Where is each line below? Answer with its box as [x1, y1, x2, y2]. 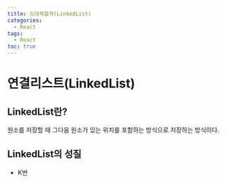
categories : [7, 17, 42, 24]
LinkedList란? [7, 106, 68, 118]
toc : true [7, 43, 37, 50]
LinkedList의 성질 [7, 149, 82, 160]
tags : [7, 30, 23, 37]
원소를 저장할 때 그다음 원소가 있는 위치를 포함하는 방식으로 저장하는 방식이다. [7, 126, 220, 134]
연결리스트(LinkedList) [7, 75, 136, 91]
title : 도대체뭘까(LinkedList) [7, 10, 92, 18]
